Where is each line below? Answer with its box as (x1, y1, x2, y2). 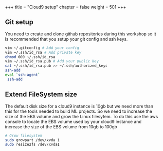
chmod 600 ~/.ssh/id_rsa (5, 54, 55, 60)
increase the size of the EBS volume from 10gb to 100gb (5, 123, 118, 130)
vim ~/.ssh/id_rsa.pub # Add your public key (5, 59, 99, 64)
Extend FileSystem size (5, 91, 77, 99)
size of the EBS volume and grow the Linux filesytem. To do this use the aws (5, 113, 158, 119)
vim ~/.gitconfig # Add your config (5, 45, 79, 50)
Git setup (5, 18, 34, 26)
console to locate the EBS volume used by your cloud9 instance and (5, 119, 142, 124)
